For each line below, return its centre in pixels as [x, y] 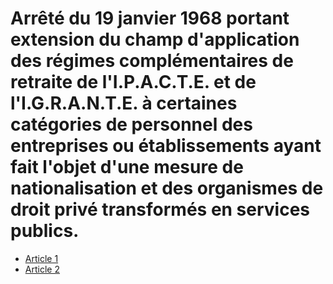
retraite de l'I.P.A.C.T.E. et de [133, 82]
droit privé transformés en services [160, 209]
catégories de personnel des [131, 124]
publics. [45, 231]
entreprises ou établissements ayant [166, 146]
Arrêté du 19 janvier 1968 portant [150, 18]
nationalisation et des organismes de [167, 188]
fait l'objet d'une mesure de [127, 167]
